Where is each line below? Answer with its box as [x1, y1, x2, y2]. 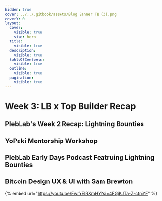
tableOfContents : [9, 57, 45, 62]
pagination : [9, 75, 34, 80]
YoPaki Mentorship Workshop [5, 137, 98, 145]
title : [9, 39, 23, 44]
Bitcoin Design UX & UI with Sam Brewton [5, 178, 133, 186]
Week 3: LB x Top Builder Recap [5, 100, 136, 112]
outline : [9, 66, 27, 71]
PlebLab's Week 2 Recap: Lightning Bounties [5, 120, 144, 128]
